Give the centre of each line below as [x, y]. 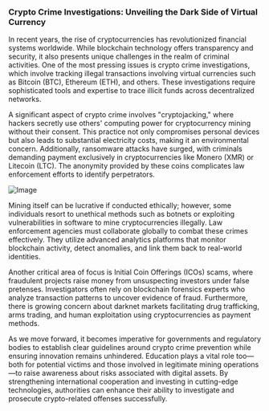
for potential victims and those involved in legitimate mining [124, 364]
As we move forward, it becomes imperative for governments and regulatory [135, 339]
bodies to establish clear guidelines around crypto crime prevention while [130, 348]
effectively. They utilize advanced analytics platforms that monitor [117, 240]
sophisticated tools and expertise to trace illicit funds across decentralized [131, 91]
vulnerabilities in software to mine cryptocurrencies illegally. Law [116, 222]
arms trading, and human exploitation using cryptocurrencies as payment [130, 315]
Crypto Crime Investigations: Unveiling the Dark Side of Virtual [133, 12]
